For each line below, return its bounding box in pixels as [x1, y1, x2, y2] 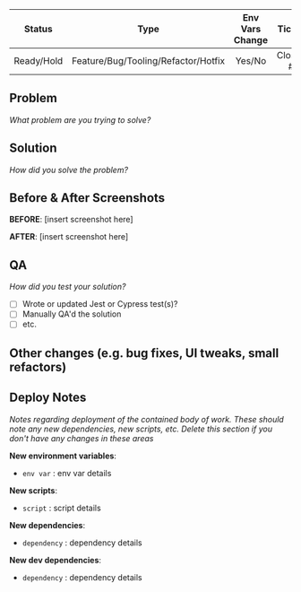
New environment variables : [9, 450, 116, 461]
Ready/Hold [13, 55, 64, 66]
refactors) [9, 359, 67, 375]
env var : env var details [21, 467, 112, 478]
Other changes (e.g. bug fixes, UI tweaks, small [9, 345, 279, 361]
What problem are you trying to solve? [9, 114, 151, 125]
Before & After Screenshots [9, 190, 166, 205]
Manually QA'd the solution [21, 309, 122, 319]
